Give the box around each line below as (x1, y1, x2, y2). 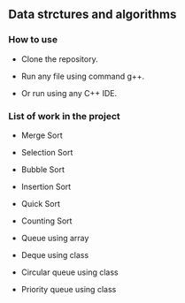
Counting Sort (20, 216, 73, 226)
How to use (8, 34, 58, 46)
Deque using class (20, 249, 89, 260)
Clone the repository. (20, 53, 98, 64)
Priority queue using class (20, 284, 117, 294)
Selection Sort (20, 147, 73, 157)
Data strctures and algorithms (8, 7, 177, 22)
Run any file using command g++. (20, 71, 145, 81)
